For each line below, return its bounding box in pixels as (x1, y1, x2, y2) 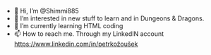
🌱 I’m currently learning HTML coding (13, 22, 123, 30)
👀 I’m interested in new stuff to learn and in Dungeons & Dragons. (13, 14, 205, 23)
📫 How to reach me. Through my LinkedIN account (13, 30, 164, 38)
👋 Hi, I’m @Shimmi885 (13, 7, 79, 15)
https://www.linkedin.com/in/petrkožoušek (13, 39, 138, 48)
